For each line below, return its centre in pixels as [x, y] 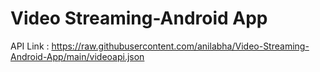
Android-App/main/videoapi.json [77, 56]
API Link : [30, 46]
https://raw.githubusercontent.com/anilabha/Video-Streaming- [180, 46]
